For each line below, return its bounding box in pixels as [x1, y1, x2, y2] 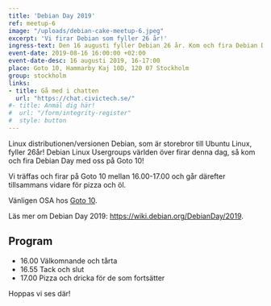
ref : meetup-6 [8, 19, 56, 27]
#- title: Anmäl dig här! [8, 101, 95, 110]
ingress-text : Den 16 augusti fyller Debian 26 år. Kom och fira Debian [8, 42, 258, 50]
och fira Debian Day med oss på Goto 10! [8, 155, 144, 165]
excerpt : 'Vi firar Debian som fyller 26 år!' [8, 34, 168, 43]
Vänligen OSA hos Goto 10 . [8, 195, 98, 205]
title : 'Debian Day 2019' [8, 11, 95, 20]
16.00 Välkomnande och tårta [19, 255, 118, 266]
